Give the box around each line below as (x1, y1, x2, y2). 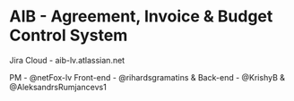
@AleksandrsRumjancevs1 (9, 81, 108, 92)
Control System (9, 25, 128, 46)
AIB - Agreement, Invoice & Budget (9, 6, 273, 27)
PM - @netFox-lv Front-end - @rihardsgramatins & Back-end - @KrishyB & (9, 72, 285, 82)
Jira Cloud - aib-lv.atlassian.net (9, 55, 125, 65)
